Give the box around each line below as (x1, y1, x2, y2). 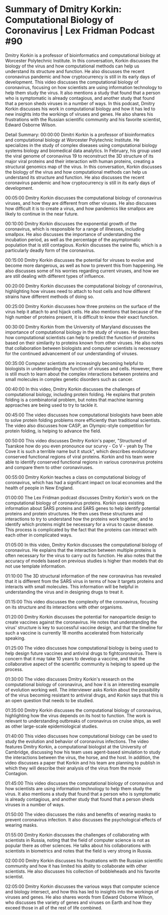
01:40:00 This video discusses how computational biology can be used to (5, 733, 157, 739)
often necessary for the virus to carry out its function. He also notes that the (5, 552, 162, 558)
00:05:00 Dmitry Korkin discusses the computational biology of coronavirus (5, 195, 162, 201)
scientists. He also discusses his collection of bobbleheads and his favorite (5, 868, 160, 874)
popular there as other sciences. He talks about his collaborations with (5, 842, 151, 849)
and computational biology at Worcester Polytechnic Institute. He (5, 137, 139, 143)
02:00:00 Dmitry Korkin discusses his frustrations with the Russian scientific (5, 857, 163, 864)
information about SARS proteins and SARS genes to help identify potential (5, 505, 160, 511)
